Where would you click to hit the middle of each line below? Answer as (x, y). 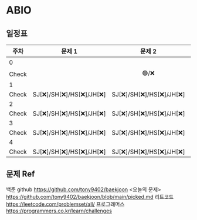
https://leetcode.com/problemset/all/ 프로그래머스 (65, 204)
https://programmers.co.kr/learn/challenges (59, 211)
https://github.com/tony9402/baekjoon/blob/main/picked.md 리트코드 (90, 196)
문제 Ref (21, 174)
